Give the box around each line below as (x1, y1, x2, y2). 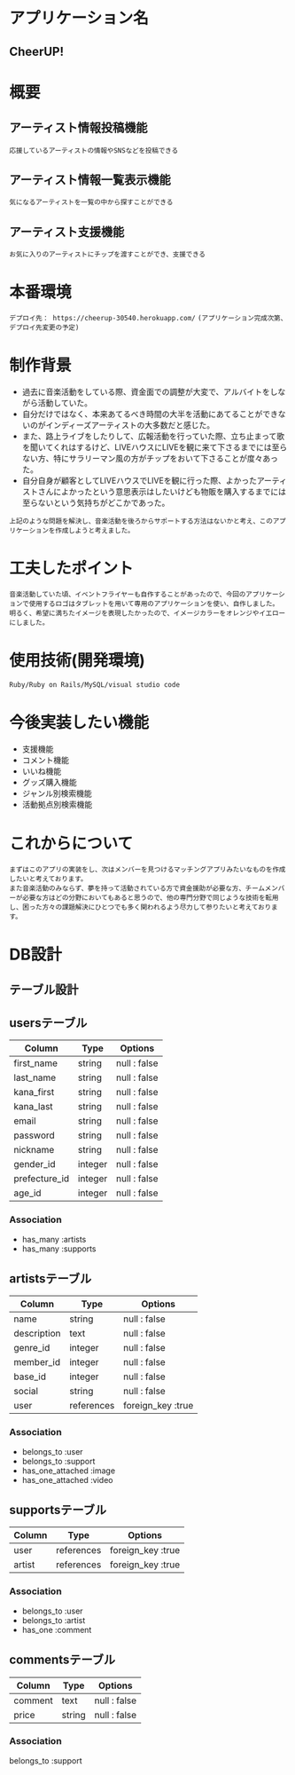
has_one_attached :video (21, 1474, 113, 1485)
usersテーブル (9, 1015, 88, 1030)
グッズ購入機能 (21, 777, 77, 787)
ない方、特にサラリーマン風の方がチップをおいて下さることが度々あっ (21, 454, 279, 464)
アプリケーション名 (9, 8, 149, 28)
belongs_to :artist (21, 1614, 86, 1625)
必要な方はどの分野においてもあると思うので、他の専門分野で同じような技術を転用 (21, 893, 279, 902)
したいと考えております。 (9, 874, 88, 883)
